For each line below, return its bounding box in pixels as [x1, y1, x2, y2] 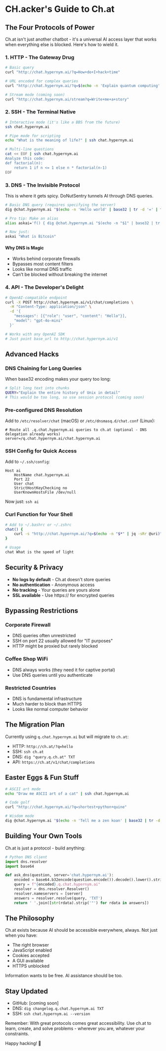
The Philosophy [5, 914, 54, 922]
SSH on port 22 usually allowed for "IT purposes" [12, 638, 113, 644]
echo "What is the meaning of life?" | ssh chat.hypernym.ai [5, 138, 134, 143]
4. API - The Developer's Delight [5, 284, 84, 291]
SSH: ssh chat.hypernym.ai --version [12, 1011, 90, 1017]
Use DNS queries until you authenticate [12, 672, 93, 678]
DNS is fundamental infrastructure [12, 696, 83, 701]
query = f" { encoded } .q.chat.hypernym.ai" [14, 882, 100, 887]
